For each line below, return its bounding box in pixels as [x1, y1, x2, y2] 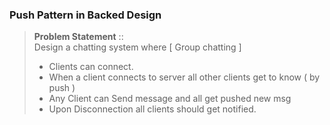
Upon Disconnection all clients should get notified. [48, 103, 257, 115]
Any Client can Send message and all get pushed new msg [48, 93, 292, 105]
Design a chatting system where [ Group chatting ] [33, 41, 242, 53]
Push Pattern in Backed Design [9, 8, 162, 22]
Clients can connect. [48, 61, 134, 73]
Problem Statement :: [33, 31, 124, 43]
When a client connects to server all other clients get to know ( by [48, 71, 321, 83]
